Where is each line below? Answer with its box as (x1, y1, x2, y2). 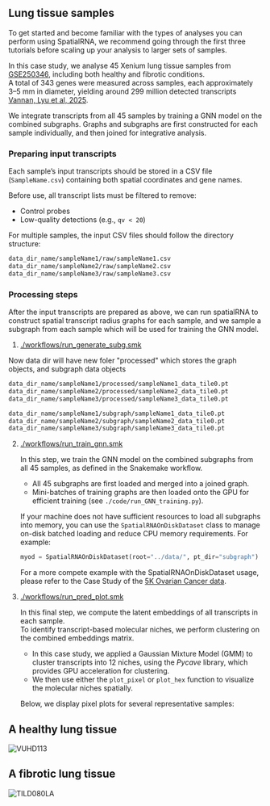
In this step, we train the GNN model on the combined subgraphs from (19, 455, 254, 464)
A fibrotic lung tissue (8, 767, 116, 781)
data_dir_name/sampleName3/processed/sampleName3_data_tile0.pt (8, 395, 229, 403)
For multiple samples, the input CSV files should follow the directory (8, 230, 234, 241)
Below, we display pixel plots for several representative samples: (19, 699, 235, 709)
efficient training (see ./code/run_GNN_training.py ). (31, 496, 204, 506)
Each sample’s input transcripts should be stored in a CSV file (8, 166, 213, 176)
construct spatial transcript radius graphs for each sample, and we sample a (8, 316, 262, 325)
